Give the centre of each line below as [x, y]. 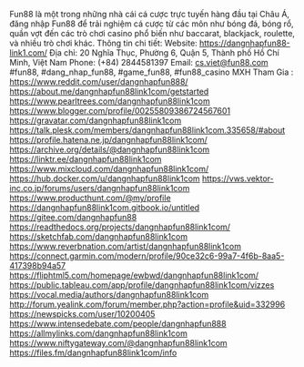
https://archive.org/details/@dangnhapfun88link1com [110, 149]
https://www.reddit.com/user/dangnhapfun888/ [99, 82]
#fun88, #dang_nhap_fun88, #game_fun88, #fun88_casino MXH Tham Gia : [152, 72]
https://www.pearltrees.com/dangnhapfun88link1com [110, 101]
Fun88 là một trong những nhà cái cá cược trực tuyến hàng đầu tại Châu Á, [149, 14]
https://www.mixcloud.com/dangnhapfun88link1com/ [109, 169]
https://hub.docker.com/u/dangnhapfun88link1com [105, 178]
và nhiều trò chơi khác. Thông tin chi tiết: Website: [103, 43]
